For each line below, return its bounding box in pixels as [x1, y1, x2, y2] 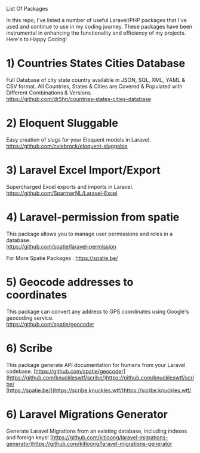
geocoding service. [6, 314, 54, 322]
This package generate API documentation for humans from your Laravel [6, 361, 186, 368]
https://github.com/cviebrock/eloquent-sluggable [6, 142, 128, 149]
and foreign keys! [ [6, 433, 53, 441]
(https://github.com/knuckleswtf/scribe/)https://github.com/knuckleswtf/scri [6, 374, 195, 381]
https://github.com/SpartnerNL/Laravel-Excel [6, 189, 118, 197]
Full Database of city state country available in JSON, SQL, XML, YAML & [6, 76, 186, 83]
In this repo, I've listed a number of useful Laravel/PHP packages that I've [6, 17, 187, 23]
